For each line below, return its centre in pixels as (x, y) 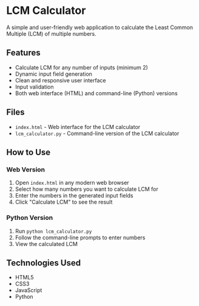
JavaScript (29, 290)
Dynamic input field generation (54, 74)
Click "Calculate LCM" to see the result (64, 202)
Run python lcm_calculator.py (53, 231)
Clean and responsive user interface (60, 80)
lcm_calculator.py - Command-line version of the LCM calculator (97, 133)
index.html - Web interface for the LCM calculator (78, 127)
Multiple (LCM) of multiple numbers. (52, 33)
